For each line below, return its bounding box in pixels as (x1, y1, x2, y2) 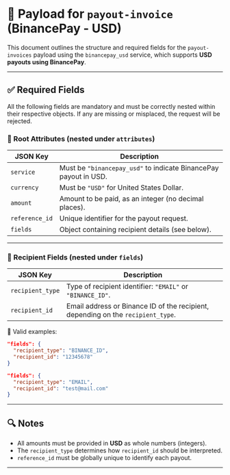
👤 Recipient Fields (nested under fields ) (7, 253, 144, 262)
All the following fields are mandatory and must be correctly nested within (7, 102, 216, 110)
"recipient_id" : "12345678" (13, 354, 94, 361)
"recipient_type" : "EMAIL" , (13, 378, 94, 385)
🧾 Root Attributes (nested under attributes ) (7, 133, 155, 143)
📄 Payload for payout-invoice (7, 6, 173, 22)
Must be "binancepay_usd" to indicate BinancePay (59, 164, 219, 173)
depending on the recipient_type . (66, 310, 177, 320)
